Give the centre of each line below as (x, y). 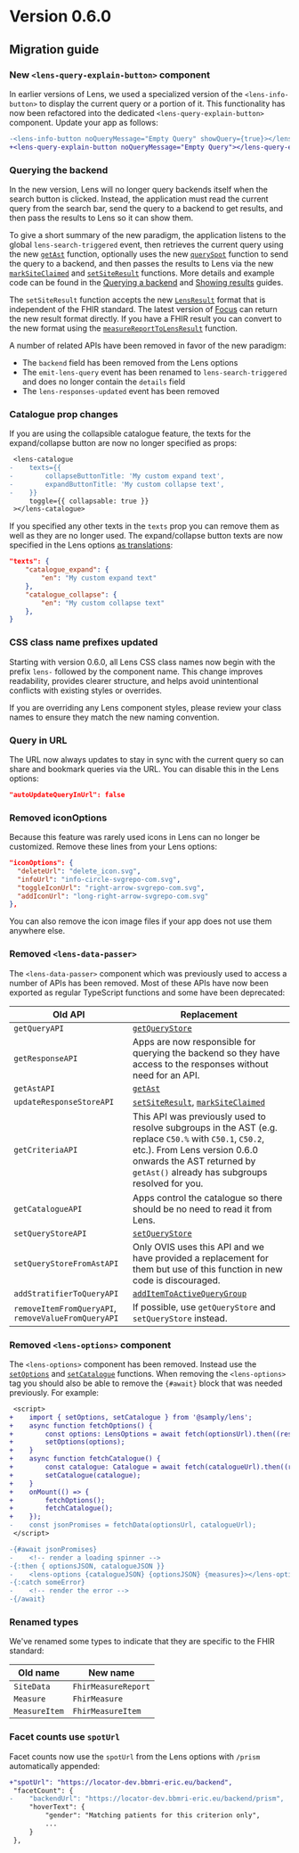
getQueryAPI (39, 1028)
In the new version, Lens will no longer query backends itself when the (139, 189)
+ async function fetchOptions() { (81, 1425)
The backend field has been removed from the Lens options (130, 362)
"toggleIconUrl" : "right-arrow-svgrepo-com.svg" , (111, 888)
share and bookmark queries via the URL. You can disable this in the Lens (144, 769)
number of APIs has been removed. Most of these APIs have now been (139, 983)
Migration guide (54, 49)
